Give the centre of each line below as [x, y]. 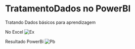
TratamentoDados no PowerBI [68, 9]
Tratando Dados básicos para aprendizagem [50, 22]
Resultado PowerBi [24, 41]
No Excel [14, 32]
